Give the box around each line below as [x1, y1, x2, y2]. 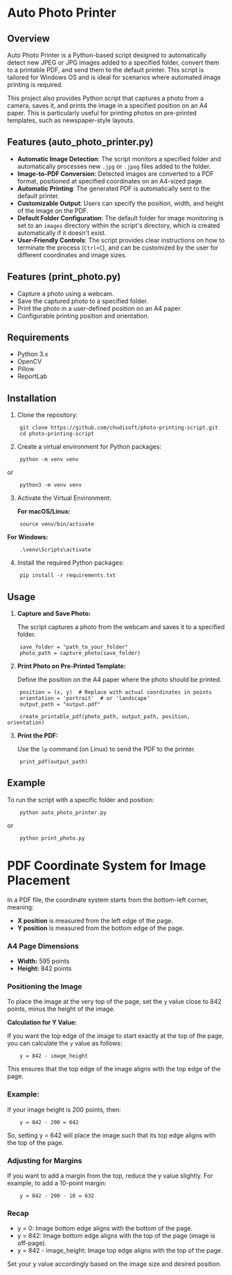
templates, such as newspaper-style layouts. [7, 116, 135, 124]
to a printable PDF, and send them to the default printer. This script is [7, 66, 204, 74]
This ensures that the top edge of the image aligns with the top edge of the [7, 1065, 222, 1073]
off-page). [17, 1239, 47, 1247]
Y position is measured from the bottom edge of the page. [17, 923, 185, 932]
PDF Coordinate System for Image [7, 858, 206, 874]
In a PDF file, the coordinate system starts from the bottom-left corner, [7, 895, 208, 904]
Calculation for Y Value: [7, 1018, 78, 1027]
